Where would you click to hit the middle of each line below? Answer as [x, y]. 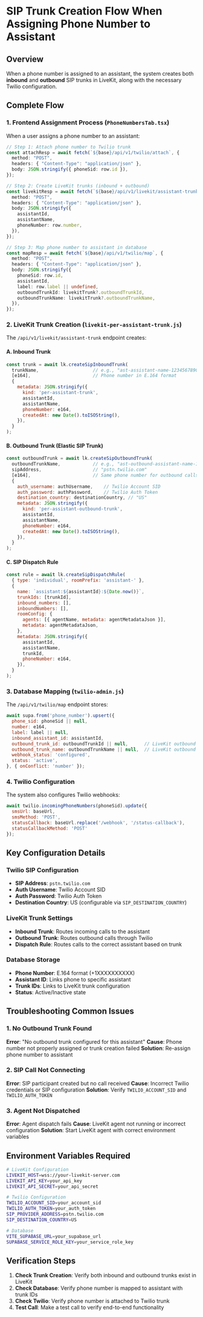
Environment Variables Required [69, 1156]
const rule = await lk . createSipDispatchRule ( [66, 575]
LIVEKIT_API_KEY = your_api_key [44, 1181]
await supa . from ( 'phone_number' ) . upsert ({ [60, 716]
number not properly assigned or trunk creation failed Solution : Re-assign [98, 1048]
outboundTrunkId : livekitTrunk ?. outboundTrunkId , [81, 292]
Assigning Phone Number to [79, 24]
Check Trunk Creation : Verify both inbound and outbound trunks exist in [105, 1275]
